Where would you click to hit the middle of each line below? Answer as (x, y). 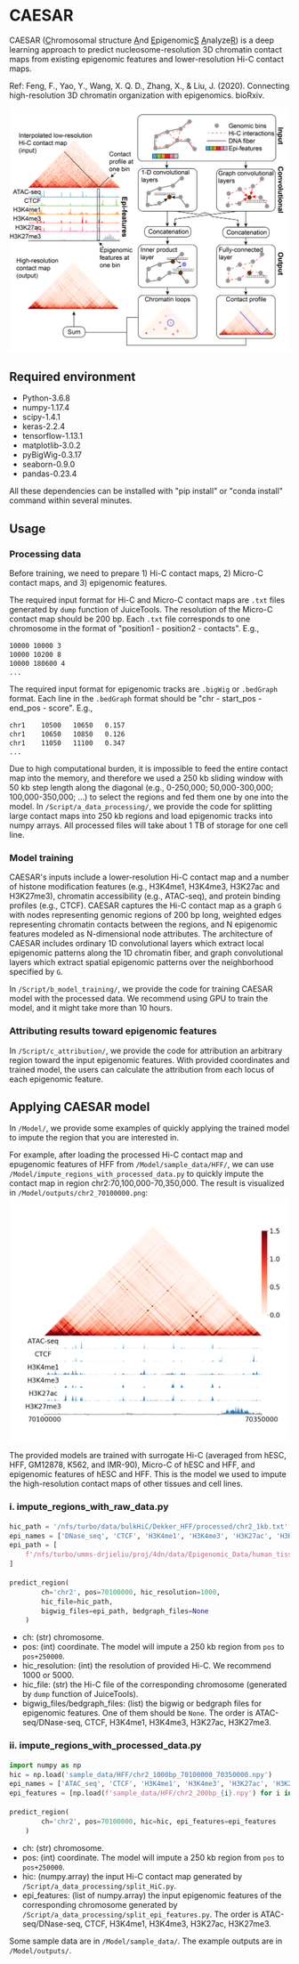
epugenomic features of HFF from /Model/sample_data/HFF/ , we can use (141, 1165)
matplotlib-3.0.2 (52, 445)
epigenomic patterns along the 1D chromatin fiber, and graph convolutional (146, 953)
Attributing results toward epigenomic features (113, 1031)
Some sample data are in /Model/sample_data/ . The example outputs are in (146, 1941)
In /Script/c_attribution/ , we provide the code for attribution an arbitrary (146, 1051)
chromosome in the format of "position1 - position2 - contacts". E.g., (134, 628)
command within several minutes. (71, 500)
